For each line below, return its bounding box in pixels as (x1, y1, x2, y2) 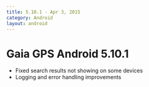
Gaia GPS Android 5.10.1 (6, 47, 129, 61)
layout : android (6, 20, 48, 26)
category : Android (6, 15, 53, 21)
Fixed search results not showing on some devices (15, 67, 144, 74)
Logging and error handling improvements (15, 74, 122, 81)
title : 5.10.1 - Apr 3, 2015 (6, 9, 81, 15)
